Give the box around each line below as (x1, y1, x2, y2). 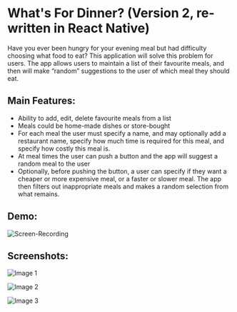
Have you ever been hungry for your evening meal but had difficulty (7, 44, 207, 52)
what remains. (17, 189, 60, 198)
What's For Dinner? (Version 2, (7, 5, 194, 21)
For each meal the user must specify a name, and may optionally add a (17, 129, 226, 137)
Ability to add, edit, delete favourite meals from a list (17, 114, 171, 122)
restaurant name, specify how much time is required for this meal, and (17, 136, 225, 145)
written (7, 20, 51, 36)
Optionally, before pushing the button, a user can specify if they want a (17, 166, 227, 176)
